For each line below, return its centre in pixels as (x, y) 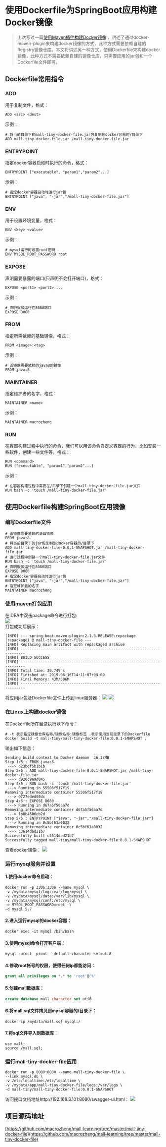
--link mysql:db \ (24, 1077)
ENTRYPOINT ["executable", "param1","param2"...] (57, 172)
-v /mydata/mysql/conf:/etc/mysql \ (43, 900)
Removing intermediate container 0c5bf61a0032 (54, 827)
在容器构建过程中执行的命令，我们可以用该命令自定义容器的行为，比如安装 (81, 446)
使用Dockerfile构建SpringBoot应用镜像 (65, 507)
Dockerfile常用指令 (35, 79)
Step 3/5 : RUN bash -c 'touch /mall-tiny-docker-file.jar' (68, 784)
